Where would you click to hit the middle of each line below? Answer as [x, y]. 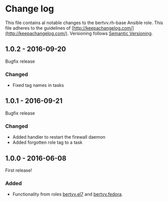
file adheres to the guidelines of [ [39, 28]
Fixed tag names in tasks [38, 85]
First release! [19, 170]
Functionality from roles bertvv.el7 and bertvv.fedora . [67, 194]
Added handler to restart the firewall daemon [59, 137]
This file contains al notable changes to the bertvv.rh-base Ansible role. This [84, 23]
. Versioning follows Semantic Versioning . [110, 33]
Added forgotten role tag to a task [47, 142]
